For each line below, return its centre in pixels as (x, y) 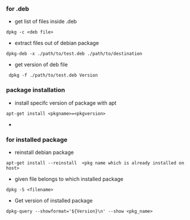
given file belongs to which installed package (69, 179)
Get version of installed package (53, 200)
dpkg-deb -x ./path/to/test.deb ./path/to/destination (74, 54)
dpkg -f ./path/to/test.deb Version (53, 75)
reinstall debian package (44, 152)
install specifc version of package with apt (65, 103)
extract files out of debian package (57, 43)
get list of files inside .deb (46, 22)
